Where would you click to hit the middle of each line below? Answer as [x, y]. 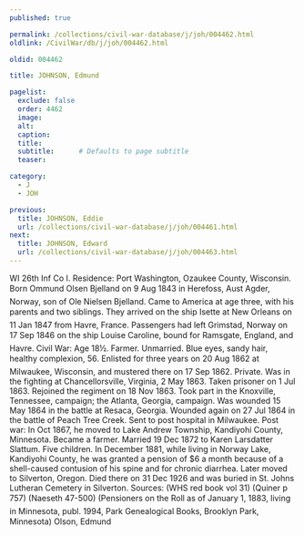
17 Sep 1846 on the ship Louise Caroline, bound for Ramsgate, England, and [152, 335]
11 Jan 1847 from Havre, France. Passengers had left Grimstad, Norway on [149, 325]
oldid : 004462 [36, 59]
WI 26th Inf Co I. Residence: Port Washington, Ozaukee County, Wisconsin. [150, 278]
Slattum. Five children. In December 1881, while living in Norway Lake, [140, 448]
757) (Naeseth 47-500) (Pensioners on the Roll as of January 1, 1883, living [150, 498]
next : [20, 235]
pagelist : [28, 92]
